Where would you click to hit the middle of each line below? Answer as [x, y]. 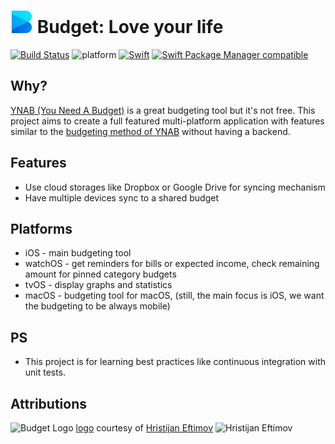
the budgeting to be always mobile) [97, 306]
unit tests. [45, 372]
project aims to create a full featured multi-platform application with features [167, 121]
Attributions [49, 403]
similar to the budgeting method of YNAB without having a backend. [150, 131]
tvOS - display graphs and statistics [98, 285]
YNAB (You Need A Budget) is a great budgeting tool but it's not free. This [163, 110]
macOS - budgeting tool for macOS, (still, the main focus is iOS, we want [174, 296]
